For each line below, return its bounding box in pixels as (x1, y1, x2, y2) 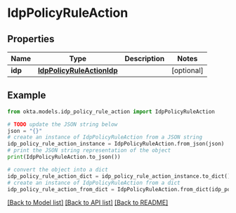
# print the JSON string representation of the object (7, 147, 171, 154)
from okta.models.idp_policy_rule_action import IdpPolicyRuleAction (7, 108, 216, 115)
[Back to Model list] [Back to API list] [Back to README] (7, 198, 169, 207)
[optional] (171, 65, 204, 75)
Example (7, 89, 46, 101)
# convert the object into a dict (7, 166, 109, 173)
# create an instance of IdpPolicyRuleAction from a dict (7, 179, 181, 186)
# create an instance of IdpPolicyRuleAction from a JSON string (7, 134, 202, 141)
